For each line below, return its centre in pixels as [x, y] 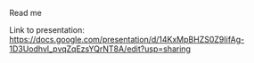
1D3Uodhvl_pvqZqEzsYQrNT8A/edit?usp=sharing [100, 49]
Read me [25, 13]
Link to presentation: [47, 30]
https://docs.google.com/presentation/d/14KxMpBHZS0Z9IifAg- [127, 39]
